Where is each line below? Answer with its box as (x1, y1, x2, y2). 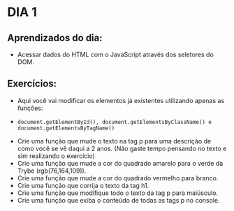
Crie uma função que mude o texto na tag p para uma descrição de (17, 136, 212, 145)
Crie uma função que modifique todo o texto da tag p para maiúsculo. (17, 189, 219, 197)
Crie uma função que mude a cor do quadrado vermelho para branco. (17, 173, 219, 182)
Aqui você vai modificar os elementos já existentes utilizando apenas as (17, 96, 225, 104)
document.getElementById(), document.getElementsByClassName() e (17, 118, 212, 125)
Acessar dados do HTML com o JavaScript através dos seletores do (17, 50, 214, 58)
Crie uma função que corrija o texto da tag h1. (17, 181, 149, 189)
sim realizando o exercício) (17, 151, 96, 160)
